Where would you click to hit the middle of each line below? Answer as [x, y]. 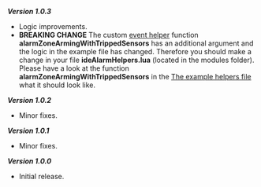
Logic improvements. [53, 26]
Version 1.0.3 [30, 11]
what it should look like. [57, 85]
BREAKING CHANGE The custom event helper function [108, 35]
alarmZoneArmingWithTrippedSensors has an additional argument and [136, 43]
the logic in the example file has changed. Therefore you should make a [135, 51]
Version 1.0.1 [28, 130]
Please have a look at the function [74, 68]
